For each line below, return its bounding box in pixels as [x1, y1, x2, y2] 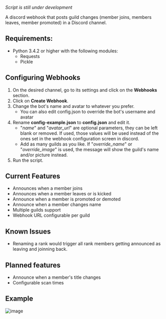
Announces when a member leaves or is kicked [12, 191, 111, 197]
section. [12, 92, 30, 98]
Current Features [5, 172, 61, 181]
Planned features [5, 260, 61, 269]
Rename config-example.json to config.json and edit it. [12, 119, 131, 125]
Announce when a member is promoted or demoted [12, 196, 121, 202]
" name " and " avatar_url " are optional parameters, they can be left [20, 125, 158, 131]
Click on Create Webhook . [12, 98, 69, 104]
